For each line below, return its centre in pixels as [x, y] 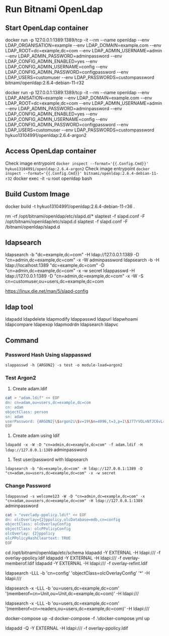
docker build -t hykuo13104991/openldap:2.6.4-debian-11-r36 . [70, 206]
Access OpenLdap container [51, 151]
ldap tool [19, 307]
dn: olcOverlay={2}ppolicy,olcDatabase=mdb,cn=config [63, 520]
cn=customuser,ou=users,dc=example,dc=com [55, 281]
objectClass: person [27, 412]
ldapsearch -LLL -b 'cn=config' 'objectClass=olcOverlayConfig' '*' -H [77, 573]
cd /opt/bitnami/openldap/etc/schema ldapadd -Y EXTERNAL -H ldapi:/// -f [83, 552]
